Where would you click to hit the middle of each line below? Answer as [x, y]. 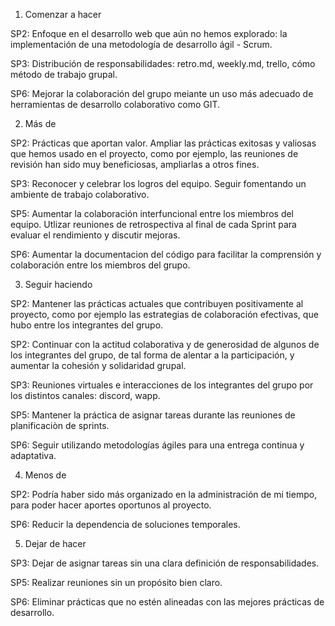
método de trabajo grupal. [64, 74]
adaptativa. [33, 455]
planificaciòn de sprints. [60, 425]
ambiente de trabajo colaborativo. [80, 194]
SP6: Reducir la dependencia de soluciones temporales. [125, 524]
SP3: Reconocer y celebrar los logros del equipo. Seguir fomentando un [158, 183]
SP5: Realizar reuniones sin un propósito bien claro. [116, 582]
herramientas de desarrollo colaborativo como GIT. [115, 104]
